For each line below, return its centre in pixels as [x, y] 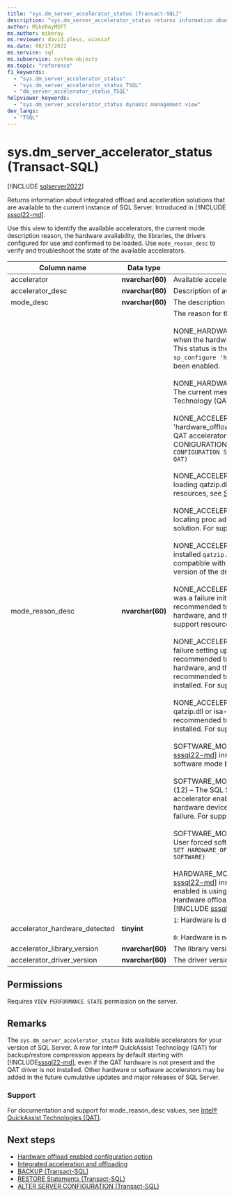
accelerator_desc [39, 290]
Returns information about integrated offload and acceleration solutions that [116, 200]
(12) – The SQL [198, 789]
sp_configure [195, 357]
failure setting [196, 650]
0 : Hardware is [197, 937]
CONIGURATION [200, 444]
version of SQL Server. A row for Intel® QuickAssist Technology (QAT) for [112, 1048]
